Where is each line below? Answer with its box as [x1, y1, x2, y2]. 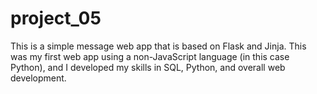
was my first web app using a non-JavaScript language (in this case [10, 50, 290, 62]
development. [10, 72, 67, 84]
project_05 [10, 7, 102, 30]
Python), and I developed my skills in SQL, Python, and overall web [10, 61, 286, 73]
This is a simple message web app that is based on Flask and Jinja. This [10, 40, 307, 52]
